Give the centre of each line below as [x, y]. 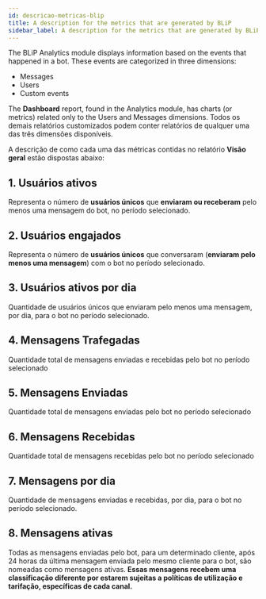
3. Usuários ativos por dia [72, 288]
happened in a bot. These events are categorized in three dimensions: [122, 61]
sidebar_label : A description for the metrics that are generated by [125, 30]
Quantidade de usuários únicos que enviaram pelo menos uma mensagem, [130, 307]
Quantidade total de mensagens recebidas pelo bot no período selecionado [131, 456]
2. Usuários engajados [65, 235]
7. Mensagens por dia [62, 481]
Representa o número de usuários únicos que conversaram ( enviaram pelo [132, 254]
